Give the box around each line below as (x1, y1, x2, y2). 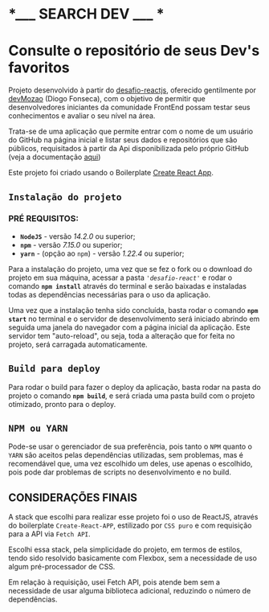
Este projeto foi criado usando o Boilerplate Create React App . (8, 168, 214, 178)
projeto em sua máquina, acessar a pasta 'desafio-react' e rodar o (8, 273, 233, 282)
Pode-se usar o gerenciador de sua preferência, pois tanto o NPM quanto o (8, 442, 253, 451)
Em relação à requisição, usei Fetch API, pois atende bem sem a (8, 577, 221, 587)
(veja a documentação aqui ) (8, 152, 101, 162)
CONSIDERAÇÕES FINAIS (8, 491, 138, 504)
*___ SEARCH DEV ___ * (8, 5, 165, 23)
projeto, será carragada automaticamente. (8, 339, 148, 349)
